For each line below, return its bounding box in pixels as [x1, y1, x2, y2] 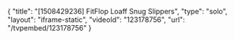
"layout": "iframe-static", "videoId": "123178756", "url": [7, 15, 185, 24]
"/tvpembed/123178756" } [7, 24, 92, 32]
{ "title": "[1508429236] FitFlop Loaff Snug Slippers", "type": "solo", [7, 7, 228, 16]
